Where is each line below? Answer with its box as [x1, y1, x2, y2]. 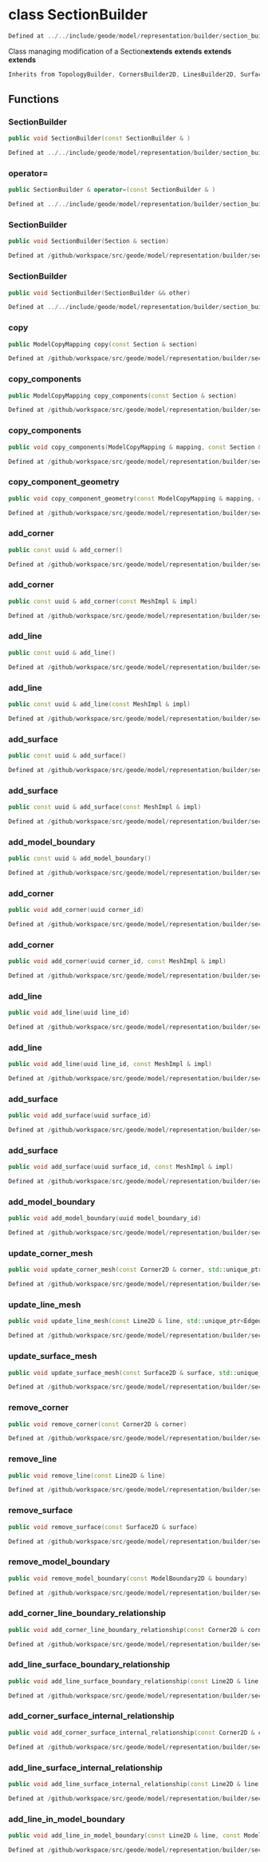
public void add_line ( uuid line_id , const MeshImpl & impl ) [8, 1060, 213, 1068]
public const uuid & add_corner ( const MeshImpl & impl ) [8, 597, 198, 605]
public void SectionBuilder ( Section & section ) [8, 237, 170, 245]
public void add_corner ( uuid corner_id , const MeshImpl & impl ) [8, 957, 227, 965]
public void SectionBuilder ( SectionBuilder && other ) [8, 289, 191, 297]
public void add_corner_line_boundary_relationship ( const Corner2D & [8, 1626, 245, 1634]
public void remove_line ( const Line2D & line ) [8, 1472, 166, 1480]
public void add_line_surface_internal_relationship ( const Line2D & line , [8, 1780, 262, 1788]
